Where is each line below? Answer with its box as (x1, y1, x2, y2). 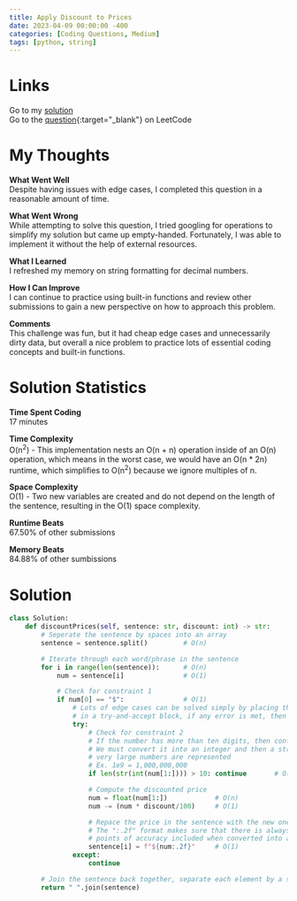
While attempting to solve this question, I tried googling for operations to (9, 220, 273, 231)
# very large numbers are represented (88, 753, 232, 762)
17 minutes (9, 417, 49, 427)
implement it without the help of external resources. (9, 239, 197, 250)
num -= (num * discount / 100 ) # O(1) (88, 802, 240, 811)
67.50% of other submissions (9, 528, 116, 538)
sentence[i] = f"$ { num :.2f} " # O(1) (88, 843, 240, 851)
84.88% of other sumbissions (9, 554, 118, 565)
